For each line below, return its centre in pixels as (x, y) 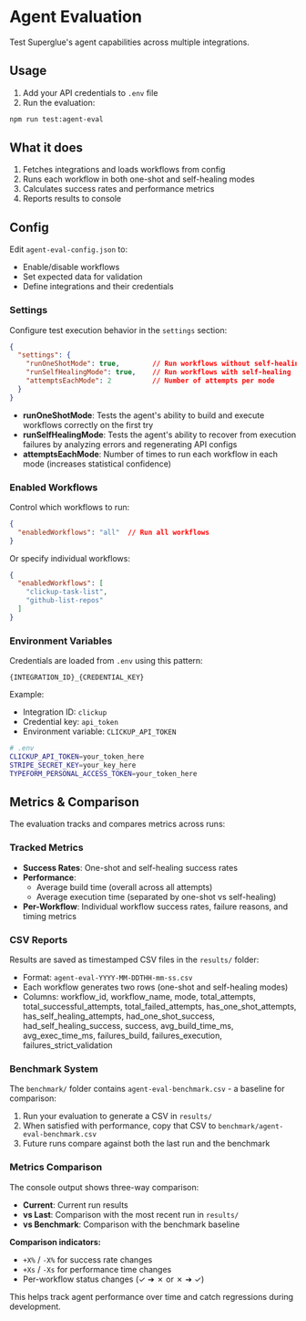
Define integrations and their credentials (98, 287)
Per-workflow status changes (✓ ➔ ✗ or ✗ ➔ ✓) (113, 1279)
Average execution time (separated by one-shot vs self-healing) (156, 896)
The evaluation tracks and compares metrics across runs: (117, 824)
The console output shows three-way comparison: (104, 1187)
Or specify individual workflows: (70, 558)
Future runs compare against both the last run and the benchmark (146, 1144)
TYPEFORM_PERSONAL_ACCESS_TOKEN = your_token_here (103, 773)
